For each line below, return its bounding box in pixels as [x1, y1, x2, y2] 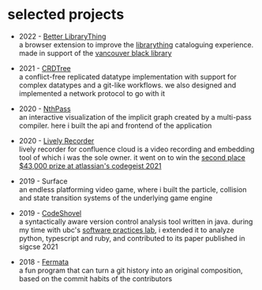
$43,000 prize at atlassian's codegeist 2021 [18, 161, 162, 170]
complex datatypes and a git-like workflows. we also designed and [18, 80, 237, 90]
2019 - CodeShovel [18, 208, 82, 217]
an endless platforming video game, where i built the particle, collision [18, 184, 247, 194]
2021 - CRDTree [18, 63, 72, 72]
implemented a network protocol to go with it [18, 88, 165, 98]
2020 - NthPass [18, 104, 72, 113]
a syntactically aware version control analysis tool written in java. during [18, 217, 253, 226]
